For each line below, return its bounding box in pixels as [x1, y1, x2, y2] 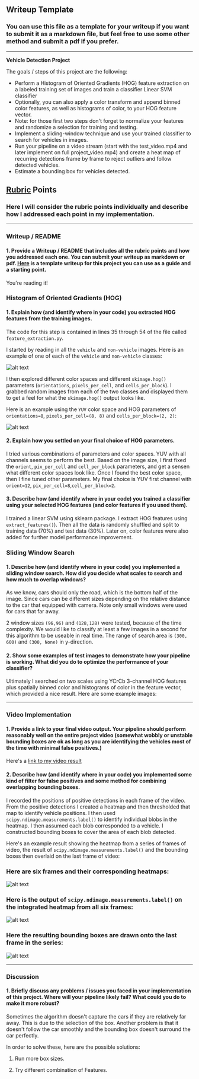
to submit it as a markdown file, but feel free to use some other [6, 30, 190, 38]
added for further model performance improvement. [6, 534, 133, 541]
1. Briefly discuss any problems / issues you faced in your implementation [6, 987, 191, 994]
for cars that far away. [6, 608, 60, 615]
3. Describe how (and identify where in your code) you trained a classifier [6, 495, 191, 502]
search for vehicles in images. [14, 136, 88, 143]
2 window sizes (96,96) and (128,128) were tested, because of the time [6, 619, 182, 626]
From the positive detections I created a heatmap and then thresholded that [6, 803, 191, 810]
